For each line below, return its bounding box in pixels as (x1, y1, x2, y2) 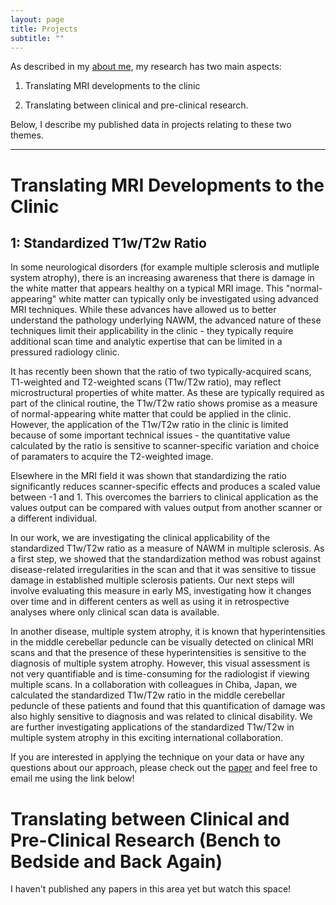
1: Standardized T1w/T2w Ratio (10, 234, 207, 251)
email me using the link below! (10, 772, 135, 785)
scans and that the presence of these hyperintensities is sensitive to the (10, 647, 307, 659)
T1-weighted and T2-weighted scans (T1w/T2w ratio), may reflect (10, 376, 282, 388)
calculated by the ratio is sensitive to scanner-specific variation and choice (10, 440, 320, 452)
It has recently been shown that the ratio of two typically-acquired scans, (10, 366, 312, 378)
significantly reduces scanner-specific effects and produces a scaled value (10, 481, 321, 493)
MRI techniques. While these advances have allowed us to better (10, 304, 277, 316)
